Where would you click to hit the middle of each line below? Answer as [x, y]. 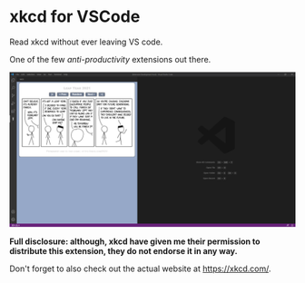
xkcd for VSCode [75, 17]
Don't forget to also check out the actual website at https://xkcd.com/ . [140, 268]
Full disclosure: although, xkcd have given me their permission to [135, 241]
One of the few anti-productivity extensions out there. [110, 59]
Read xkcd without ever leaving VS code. [86, 42]
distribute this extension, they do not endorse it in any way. [123, 250]
